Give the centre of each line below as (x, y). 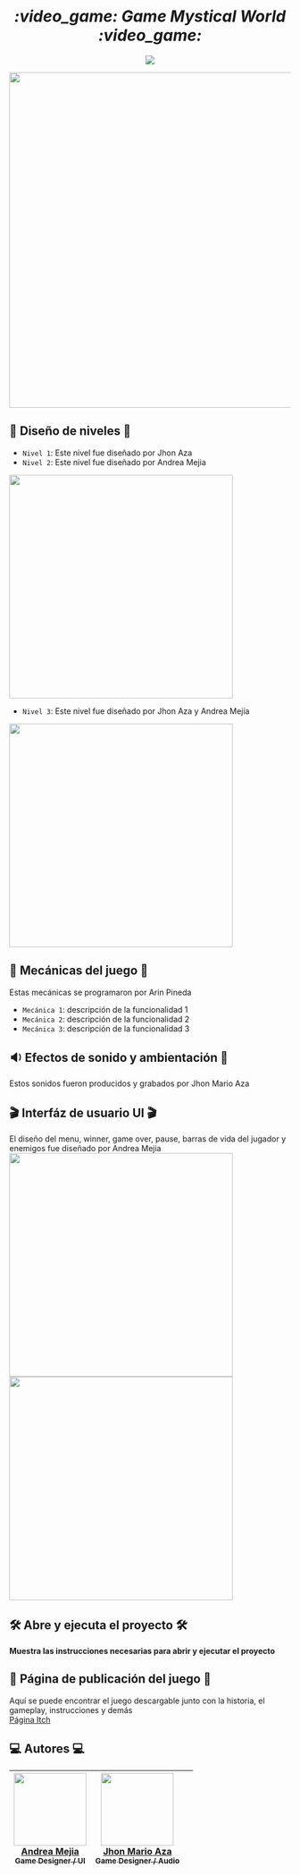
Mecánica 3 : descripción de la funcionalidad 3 (106, 1028)
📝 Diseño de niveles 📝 (70, 431)
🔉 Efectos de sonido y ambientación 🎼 (119, 1057)
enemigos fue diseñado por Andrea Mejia (85, 1149)
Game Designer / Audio (137, 1861)
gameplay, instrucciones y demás (71, 1710)
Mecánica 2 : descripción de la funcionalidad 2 (106, 1019)
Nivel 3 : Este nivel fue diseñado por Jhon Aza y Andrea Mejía (136, 711)
